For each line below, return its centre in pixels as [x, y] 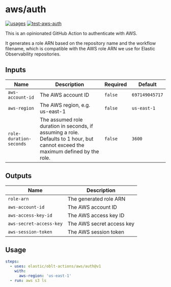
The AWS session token [96, 232]
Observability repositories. [33, 54]
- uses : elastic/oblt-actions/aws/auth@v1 [55, 266]
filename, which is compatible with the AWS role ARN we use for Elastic [80, 48]
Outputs [19, 176]
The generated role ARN [96, 198]
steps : [12, 262]
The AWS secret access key [101, 223]
